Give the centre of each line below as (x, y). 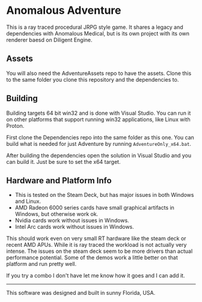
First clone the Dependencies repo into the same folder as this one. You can (100, 137)
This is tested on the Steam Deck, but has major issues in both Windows (104, 195)
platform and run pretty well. (41, 264)
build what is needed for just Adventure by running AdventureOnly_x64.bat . (99, 143)
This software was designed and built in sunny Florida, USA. (81, 293)
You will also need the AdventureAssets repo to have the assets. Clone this (99, 73)
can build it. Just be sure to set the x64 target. (63, 162)
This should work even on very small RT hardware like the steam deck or (96, 238)
